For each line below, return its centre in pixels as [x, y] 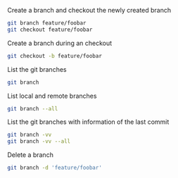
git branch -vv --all [39, 141]
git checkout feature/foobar [50, 30]
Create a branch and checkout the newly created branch [89, 10]
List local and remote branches [52, 96]
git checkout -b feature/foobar [55, 56]
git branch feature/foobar [47, 23]
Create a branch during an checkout [60, 43]
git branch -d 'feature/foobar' [55, 168]
